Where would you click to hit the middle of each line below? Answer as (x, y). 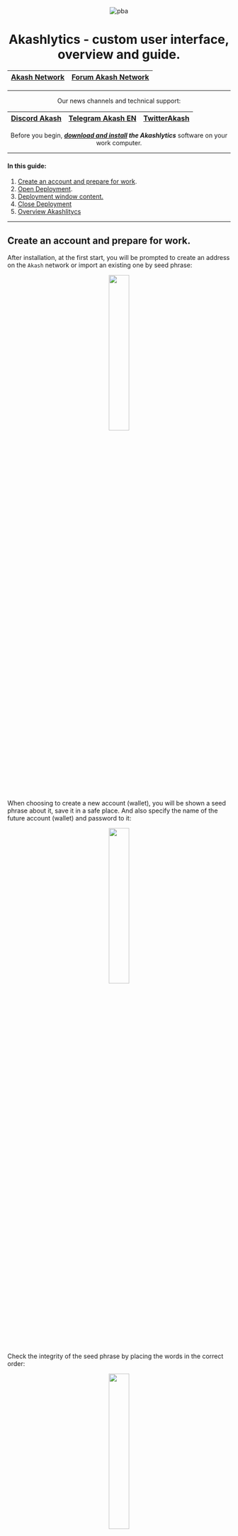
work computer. (119, 142)
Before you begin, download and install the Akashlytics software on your (119, 135)
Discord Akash (36, 118)
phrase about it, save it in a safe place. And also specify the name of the (113, 811)
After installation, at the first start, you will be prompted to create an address (119, 257)
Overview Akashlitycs (49, 212)
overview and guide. (119, 55)
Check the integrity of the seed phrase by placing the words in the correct (115, 1356)
